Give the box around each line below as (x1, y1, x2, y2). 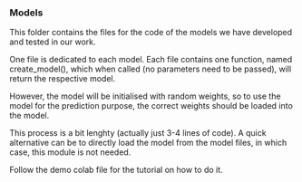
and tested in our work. (9, 36, 97, 47)
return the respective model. (9, 73, 116, 84)
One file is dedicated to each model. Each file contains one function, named (9, 54, 293, 65)
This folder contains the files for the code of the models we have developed (9, 27, 293, 38)
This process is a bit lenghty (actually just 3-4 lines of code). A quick (9, 128, 267, 139)
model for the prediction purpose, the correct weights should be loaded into (9, 101, 293, 111)
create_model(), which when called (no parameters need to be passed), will (9, 63, 292, 74)
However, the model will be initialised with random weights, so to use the (9, 91, 281, 101)
